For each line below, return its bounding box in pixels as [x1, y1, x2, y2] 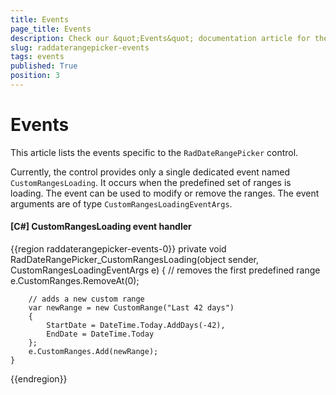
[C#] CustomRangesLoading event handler [10, 221, 192, 233]
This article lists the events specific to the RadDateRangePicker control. [10, 146, 299, 158]
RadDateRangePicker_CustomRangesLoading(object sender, [10, 254, 260, 266]
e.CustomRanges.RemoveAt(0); [10, 275, 140, 287]
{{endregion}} [10, 373, 68, 385]
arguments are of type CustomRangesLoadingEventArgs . [10, 197, 233, 210]
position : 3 [10, 71, 60, 81]
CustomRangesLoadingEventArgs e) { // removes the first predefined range [10, 264, 321, 276]
